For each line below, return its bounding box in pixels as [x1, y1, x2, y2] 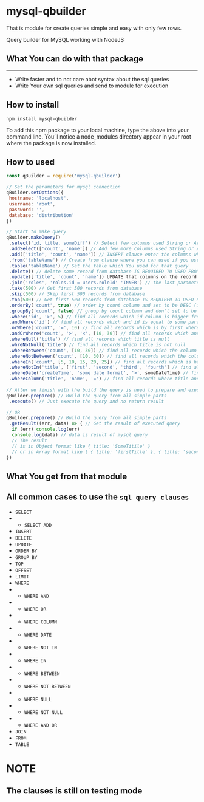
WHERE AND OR [24, 722, 58, 728]
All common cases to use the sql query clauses [6, 492, 189, 502]
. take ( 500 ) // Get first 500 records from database [8, 286, 143, 292]
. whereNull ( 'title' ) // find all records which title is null [8, 336, 170, 342]
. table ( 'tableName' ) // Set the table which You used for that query [8, 262, 189, 269]
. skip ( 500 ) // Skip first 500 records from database [8, 291, 146, 297]
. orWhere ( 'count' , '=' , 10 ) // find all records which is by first [8, 325, 183, 331]
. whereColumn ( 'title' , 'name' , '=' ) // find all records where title [8, 375, 189, 382]
